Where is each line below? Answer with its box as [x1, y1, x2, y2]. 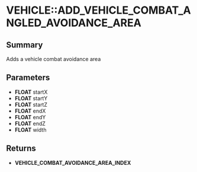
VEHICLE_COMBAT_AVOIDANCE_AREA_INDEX [14, 159, 131, 166]
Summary [6, 40, 43, 50]
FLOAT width [14, 126, 47, 133]
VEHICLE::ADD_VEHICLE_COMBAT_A [6, 4, 191, 17]
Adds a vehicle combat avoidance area [6, 56, 101, 62]
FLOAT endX [14, 107, 46, 114]
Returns [6, 144, 37, 154]
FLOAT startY [14, 94, 48, 101]
